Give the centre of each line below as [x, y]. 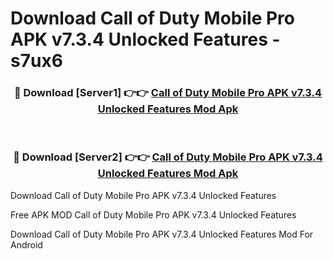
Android [26, 244]
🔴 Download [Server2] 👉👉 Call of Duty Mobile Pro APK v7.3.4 [168, 157]
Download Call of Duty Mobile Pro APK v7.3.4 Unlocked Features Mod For [162, 234]
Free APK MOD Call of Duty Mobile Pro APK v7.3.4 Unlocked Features [153, 214]
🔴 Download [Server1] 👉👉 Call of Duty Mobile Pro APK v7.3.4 [168, 93]
